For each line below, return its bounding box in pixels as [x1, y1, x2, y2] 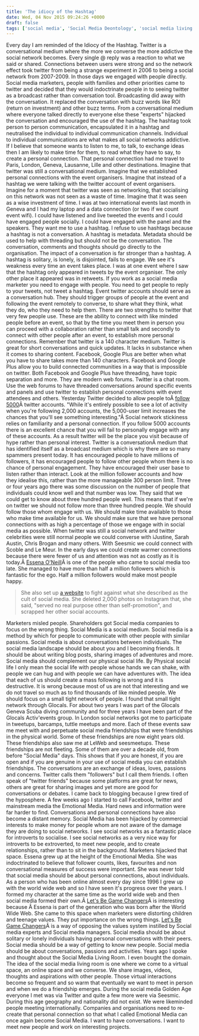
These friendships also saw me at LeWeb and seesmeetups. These [6, 740, 170, 747]
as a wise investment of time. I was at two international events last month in [6, 199, 191, 207]
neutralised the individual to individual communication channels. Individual [6, 130, 188, 137]
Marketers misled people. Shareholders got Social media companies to [6, 620, 179, 627]
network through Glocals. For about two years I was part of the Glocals [6, 702, 180, 709]
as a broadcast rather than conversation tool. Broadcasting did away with [6, 92, 185, 99]
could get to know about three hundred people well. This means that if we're [6, 496, 193, 503]
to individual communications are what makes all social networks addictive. [6, 136, 191, 143]
